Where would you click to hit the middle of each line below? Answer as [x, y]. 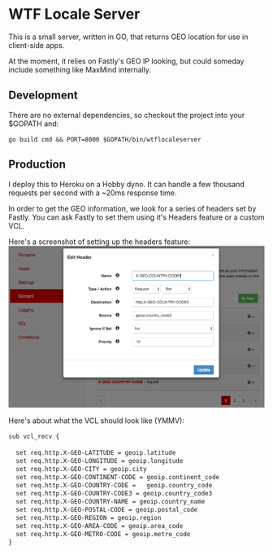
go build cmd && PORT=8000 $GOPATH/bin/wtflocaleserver [105, 139]
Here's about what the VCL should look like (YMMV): [97, 421]
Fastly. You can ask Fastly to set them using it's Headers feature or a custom [136, 217]
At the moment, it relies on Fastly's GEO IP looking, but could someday [126, 61]
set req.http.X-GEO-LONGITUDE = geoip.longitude [100, 460]
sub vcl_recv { [34, 436]
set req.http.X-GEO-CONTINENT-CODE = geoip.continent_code [118, 477]
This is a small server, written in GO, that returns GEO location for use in [128, 37]
